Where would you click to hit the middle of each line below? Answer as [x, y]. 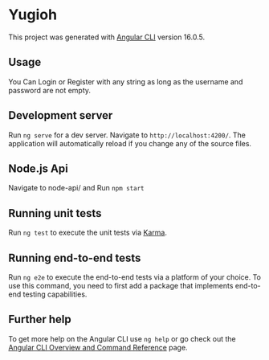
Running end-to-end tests [75, 258]
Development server [61, 115]
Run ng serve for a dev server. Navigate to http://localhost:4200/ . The [127, 135]
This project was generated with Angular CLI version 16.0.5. [107, 37]
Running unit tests [55, 213]
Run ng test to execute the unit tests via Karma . [88, 233]
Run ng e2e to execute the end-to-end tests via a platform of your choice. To [135, 277]
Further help [40, 319]
